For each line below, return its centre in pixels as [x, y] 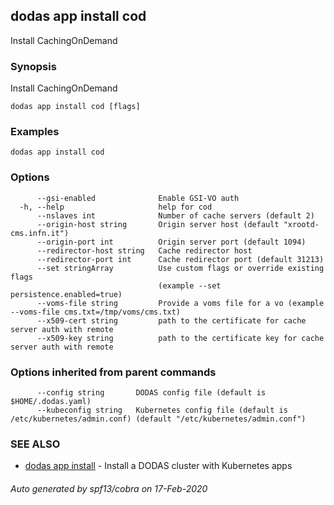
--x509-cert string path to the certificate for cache [171, 320]
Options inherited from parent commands [113, 372]
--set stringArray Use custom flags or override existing [180, 268]
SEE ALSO [35, 444]
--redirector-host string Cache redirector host [144, 250]
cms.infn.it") [40, 233]
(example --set [190, 285]
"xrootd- [301, 224]
